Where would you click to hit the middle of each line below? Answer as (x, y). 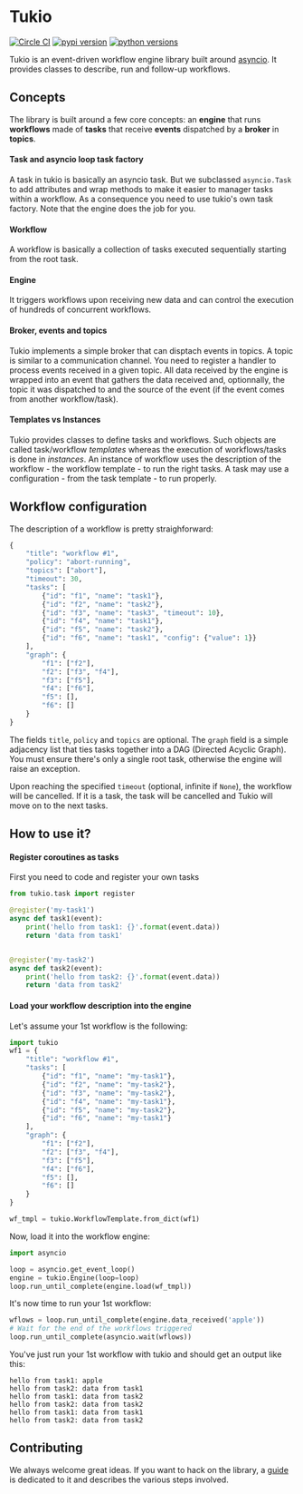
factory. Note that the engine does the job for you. (103, 208)
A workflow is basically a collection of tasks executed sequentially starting (148, 249)
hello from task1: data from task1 (76, 1412)
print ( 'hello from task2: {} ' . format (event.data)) (123, 977)
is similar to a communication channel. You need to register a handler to (143, 360)
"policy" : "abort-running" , (78, 562)
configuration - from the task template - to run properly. (113, 478)
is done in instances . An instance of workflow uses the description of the (146, 459)
